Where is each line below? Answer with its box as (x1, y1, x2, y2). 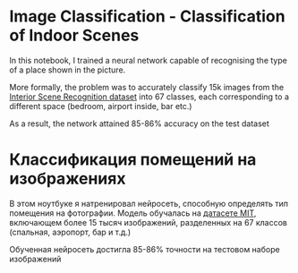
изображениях (9, 168, 126, 189)
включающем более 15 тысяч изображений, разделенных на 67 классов (9, 217, 288, 227)
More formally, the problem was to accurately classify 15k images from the (9, 81, 285, 92)
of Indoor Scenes (9, 25, 140, 46)
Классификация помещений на (9, 149, 257, 170)
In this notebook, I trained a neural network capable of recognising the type (9, 55, 288, 65)
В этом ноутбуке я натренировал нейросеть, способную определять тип (9, 198, 289, 209)
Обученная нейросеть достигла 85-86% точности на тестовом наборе (9, 243, 280, 254)
